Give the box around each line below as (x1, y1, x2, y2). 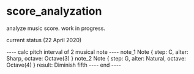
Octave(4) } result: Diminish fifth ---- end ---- (6, 61, 121, 68)
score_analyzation (6, 4, 102, 18)
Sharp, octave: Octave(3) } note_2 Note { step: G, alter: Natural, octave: (6, 54, 187, 62)
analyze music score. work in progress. (6, 24, 106, 32)
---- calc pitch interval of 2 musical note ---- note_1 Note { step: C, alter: (6, 48, 188, 56)
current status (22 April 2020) (6, 36, 82, 43)
